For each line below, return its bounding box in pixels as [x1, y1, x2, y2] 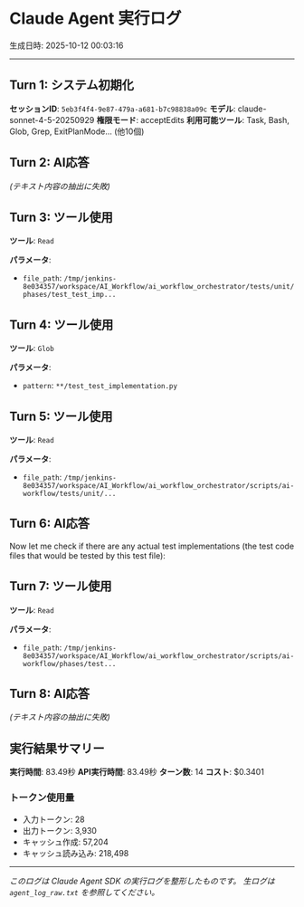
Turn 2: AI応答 [9, 155, 90, 170]
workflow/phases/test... [22, 659, 117, 668]
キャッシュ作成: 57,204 [22, 836, 109, 847]
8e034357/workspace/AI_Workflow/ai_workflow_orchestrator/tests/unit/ [22, 282, 295, 291]
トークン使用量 [9, 791, 75, 804]
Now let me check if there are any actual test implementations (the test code [9, 540, 295, 551]
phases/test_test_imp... [22, 291, 117, 300]
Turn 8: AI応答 [9, 686, 90, 702]
